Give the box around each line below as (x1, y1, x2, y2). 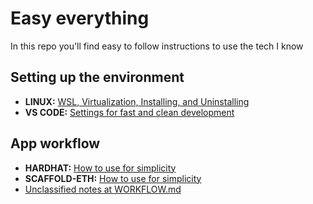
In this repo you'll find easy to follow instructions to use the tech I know (10, 40, 304, 52)
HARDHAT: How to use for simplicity (24, 162, 177, 174)
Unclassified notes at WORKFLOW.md (24, 183, 182, 195)
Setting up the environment (10, 69, 185, 86)
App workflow (10, 135, 101, 152)
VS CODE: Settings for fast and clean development (24, 106, 235, 118)
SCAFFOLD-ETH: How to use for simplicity (24, 172, 202, 184)
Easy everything (10, 7, 150, 30)
